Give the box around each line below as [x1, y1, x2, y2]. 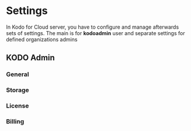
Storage [6, 86, 29, 94]
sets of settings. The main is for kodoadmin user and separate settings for [6, 29, 185, 36]
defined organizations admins [6, 36, 78, 43]
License [6, 102, 29, 110]
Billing [6, 118, 25, 126]
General [6, 70, 29, 78]
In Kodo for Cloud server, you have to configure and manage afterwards [6, 23, 179, 30]
